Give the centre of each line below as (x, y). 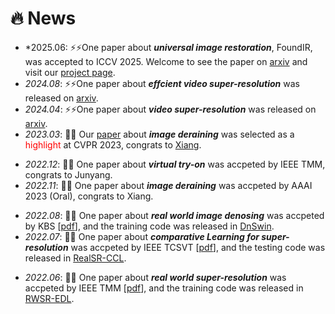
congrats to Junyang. (68, 174)
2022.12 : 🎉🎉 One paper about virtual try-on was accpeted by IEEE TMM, (175, 164)
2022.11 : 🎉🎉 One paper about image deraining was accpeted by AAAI (168, 185)
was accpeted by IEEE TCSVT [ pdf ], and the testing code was (198, 247)
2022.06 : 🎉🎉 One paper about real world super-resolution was (155, 277)
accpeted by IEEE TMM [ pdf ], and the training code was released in (164, 288)
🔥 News (43, 18)
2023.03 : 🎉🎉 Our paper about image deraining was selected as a (159, 134)
